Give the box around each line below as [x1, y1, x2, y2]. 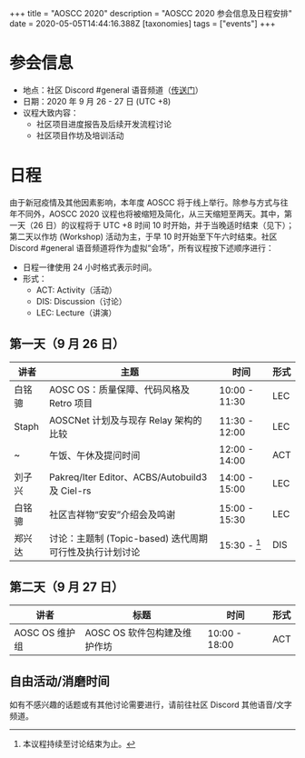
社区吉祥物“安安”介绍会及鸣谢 [48, 508, 175, 521]
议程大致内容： [22, 107, 79, 118]
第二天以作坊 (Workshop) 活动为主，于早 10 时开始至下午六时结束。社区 [9, 231, 278, 242]
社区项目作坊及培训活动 [35, 130, 124, 141]
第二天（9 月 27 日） [9, 580, 124, 595]
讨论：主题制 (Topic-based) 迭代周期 [48, 532, 209, 544]
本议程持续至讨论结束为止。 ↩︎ [22, 739, 136, 750]
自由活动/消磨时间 [9, 673, 111, 689]
